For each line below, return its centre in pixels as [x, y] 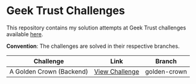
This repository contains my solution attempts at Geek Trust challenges [96, 28]
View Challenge [117, 71]
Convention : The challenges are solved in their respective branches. [93, 46]
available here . [25, 34]
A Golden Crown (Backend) [49, 71]
